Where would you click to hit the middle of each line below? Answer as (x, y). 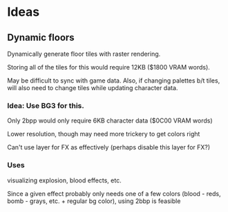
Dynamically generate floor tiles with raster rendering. (84, 54)
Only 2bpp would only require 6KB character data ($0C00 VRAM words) (110, 120)
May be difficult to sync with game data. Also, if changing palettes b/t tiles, (114, 81)
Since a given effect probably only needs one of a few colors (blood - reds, (114, 193)
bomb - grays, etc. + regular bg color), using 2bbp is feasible (94, 201)
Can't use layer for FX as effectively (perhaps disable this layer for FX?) (109, 147)
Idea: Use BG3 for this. (46, 105)
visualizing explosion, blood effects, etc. (65, 180)
